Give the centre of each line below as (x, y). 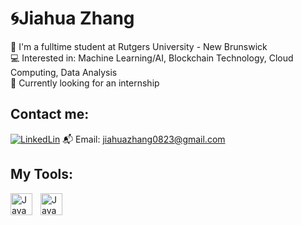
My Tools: (41, 174)
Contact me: (50, 114)
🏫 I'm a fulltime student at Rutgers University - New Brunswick (139, 46)
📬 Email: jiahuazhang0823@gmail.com (144, 139)
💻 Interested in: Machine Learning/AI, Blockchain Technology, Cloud (152, 58)
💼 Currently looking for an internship (85, 83)
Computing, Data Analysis (64, 72)
